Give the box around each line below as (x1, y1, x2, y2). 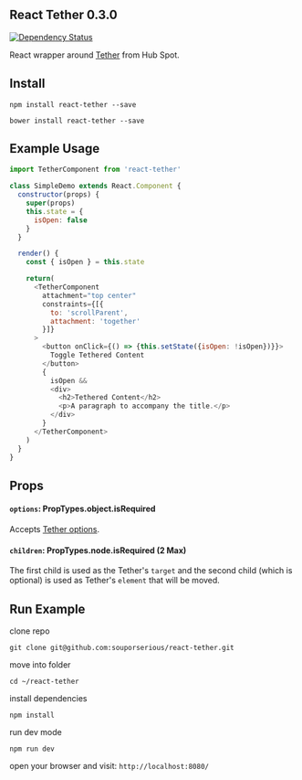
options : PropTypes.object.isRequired (9, 503, 156, 515)
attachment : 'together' (49, 316, 141, 326)
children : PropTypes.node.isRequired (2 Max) (9, 544, 187, 556)
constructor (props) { (17, 190, 100, 199)
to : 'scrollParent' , (49, 308, 129, 317)
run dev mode (9, 727, 62, 738)
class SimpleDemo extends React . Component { (9, 182, 182, 191)
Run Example (9, 601, 86, 616)
